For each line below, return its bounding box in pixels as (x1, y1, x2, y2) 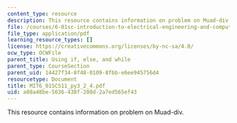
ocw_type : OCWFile (7, 50, 61, 57)
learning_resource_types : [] (7, 37, 93, 44)
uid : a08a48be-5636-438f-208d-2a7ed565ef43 (7, 89, 138, 96)
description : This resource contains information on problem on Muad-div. (7, 17, 232, 24)
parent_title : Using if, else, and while (7, 56, 131, 63)
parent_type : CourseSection (7, 63, 90, 70)
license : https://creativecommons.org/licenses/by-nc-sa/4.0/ (7, 43, 194, 50)
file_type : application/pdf (7, 30, 90, 37)
